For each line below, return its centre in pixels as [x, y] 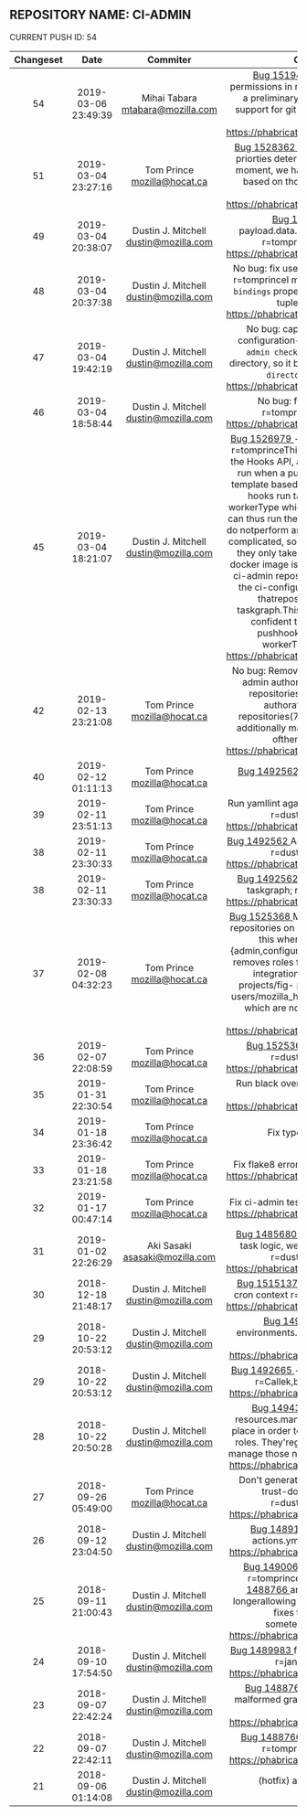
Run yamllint [254, 803]
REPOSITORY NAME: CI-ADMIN [101, 15]
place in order [261, 1430]
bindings [252, 291]
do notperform [258, 529]
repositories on [262, 927]
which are [265, 1008]
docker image [259, 564]
